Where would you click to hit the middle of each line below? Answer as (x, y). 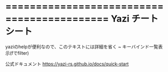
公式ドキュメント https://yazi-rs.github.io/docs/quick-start (67, 64)
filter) (23, 53)
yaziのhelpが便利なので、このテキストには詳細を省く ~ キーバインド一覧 (82, 46)
